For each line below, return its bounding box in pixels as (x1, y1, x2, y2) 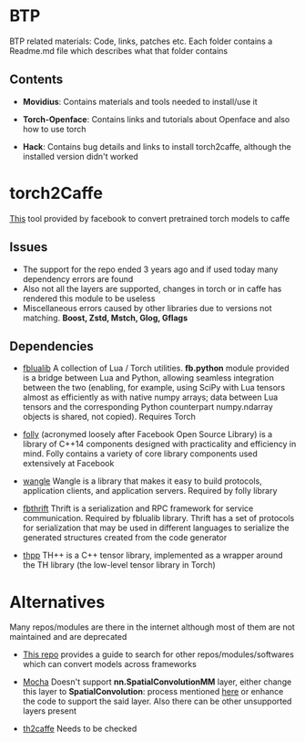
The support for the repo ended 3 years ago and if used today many (22, 264, 279, 275)
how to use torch (22, 123, 86, 134)
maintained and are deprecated (9, 632, 127, 643)
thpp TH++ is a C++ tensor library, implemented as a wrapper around (22, 549, 284, 561)
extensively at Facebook (22, 458, 115, 469)
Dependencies (9, 339, 94, 354)
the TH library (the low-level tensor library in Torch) (22, 559, 216, 570)
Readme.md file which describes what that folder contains (9, 45, 229, 56)
